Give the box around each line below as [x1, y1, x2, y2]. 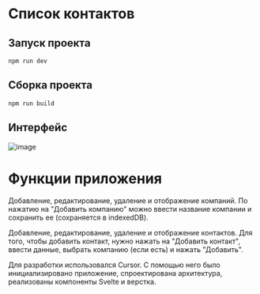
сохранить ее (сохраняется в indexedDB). [8, 213, 149, 222]
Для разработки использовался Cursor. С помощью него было [8, 260, 220, 269]
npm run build [8, 100, 55, 107]
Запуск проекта [8, 36, 91, 50]
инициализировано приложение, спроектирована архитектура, [8, 268, 223, 277]
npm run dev [8, 57, 47, 65]
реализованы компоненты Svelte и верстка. [8, 277, 156, 286]
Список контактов [8, 5, 135, 23]
